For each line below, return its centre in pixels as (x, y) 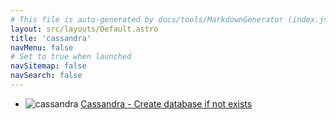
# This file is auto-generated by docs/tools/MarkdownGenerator (147, 19)
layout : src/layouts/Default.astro (84, 29)
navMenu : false (42, 47)
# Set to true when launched (71, 57)
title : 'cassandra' (51, 38)
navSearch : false (46, 76)
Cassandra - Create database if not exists (166, 103)
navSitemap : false (48, 66)
